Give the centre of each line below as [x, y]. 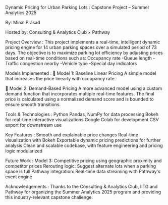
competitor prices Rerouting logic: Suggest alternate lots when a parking [81, 166]
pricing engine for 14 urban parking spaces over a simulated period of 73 [81, 47]
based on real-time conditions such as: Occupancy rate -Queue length [79, 58]
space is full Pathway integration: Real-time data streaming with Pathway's [83, 171]
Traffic [12, 63]
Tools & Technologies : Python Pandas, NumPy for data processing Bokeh [82, 114]
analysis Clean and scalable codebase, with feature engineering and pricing [84, 145]
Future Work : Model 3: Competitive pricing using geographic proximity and [83, 161]
